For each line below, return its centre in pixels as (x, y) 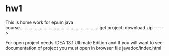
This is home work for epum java (39, 22)
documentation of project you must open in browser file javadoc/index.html (83, 48)
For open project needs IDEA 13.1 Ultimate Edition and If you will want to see (84, 42)
